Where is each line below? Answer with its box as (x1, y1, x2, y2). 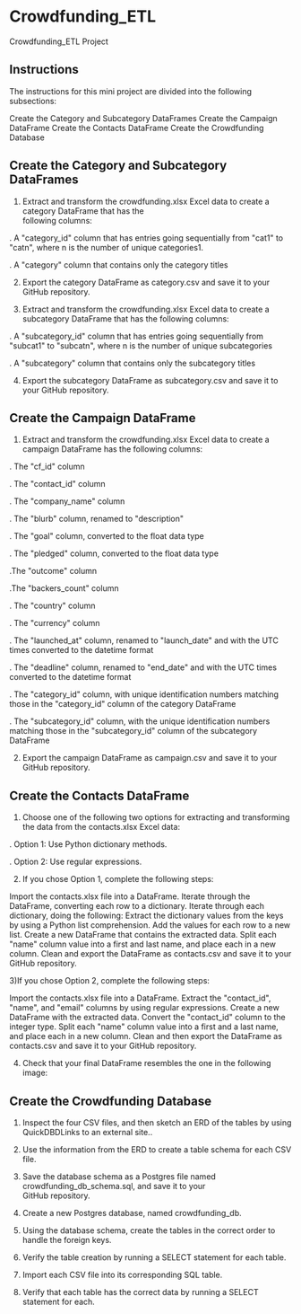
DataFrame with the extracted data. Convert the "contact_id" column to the (9, 1012, 287, 1023)
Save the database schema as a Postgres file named (21, 1171, 217, 1182)
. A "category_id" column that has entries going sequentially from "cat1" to (9, 232, 284, 243)
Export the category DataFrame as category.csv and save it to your (21, 277, 271, 287)
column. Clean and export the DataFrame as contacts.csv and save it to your (9, 948, 292, 959)
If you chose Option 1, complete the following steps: (21, 874, 214, 885)
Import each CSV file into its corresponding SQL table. (21, 1269, 223, 1280)
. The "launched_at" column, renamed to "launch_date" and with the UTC (9, 635, 279, 646)
